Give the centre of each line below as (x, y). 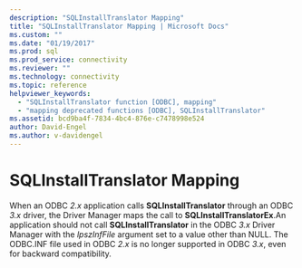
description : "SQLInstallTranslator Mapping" (97, 18)
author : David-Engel (49, 128)
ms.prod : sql (34, 52)
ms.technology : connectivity (64, 77)
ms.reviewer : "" (40, 69)
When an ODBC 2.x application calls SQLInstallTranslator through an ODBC (151, 206)
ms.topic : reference (49, 85)
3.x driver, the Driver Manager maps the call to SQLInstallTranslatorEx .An (148, 215)
